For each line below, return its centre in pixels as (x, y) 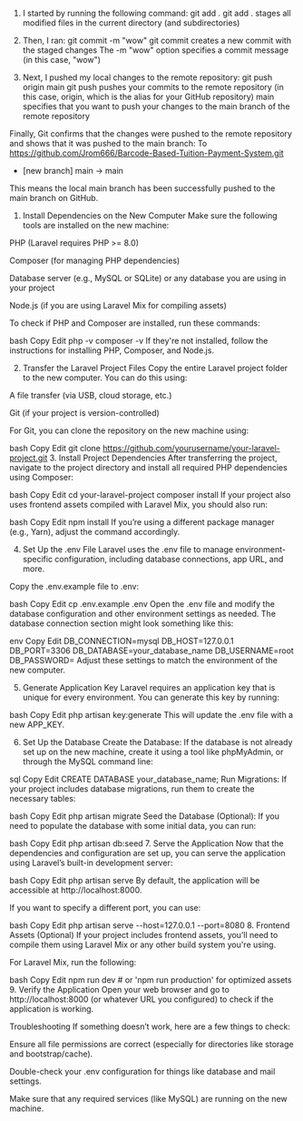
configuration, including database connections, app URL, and (169, 559)
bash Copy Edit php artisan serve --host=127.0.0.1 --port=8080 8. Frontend (150, 925)
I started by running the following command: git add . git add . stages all (157, 13)
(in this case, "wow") (62, 60)
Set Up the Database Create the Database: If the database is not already (157, 742)
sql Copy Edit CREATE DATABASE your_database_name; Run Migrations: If (148, 779)
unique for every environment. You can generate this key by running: (151, 697)
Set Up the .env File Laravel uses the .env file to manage (128, 549)
